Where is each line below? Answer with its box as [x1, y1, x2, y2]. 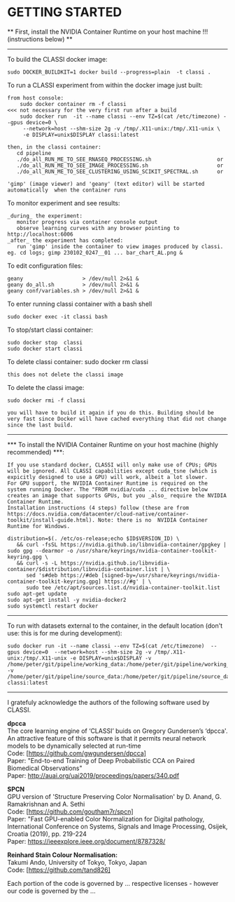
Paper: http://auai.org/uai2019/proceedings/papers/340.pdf [7, 771, 180, 779]
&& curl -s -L [16, 559, 58, 567]
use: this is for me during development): [7, 628, 122, 637]
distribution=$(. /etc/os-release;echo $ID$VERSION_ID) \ [7, 534, 180, 542]
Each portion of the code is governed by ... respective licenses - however [7, 879, 219, 887]
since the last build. [7, 422, 73, 429]
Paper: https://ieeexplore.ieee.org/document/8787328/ [7, 837, 166, 845]
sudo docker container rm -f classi [20, 100, 127, 107]
